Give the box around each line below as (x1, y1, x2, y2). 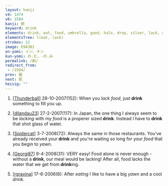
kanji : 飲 (5, 21, 25, 26)
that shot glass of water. (12, 121, 62, 127)
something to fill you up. (12, 100, 62, 106)
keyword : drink (5, 26, 37, 31)
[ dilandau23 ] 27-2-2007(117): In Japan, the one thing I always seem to (12, 110, 157, 116)
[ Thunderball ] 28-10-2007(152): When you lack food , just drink (12, 95, 142, 101)
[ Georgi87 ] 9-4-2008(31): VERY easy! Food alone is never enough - (12, 151, 152, 157)
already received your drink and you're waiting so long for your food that (12, 136, 163, 142)
